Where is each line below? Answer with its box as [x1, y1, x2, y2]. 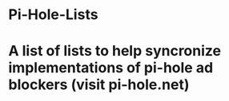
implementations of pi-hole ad [8, 59, 214, 77]
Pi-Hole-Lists [8, 6, 98, 24]
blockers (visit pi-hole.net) [8, 76, 190, 94]
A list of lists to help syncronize [8, 42, 222, 60]
